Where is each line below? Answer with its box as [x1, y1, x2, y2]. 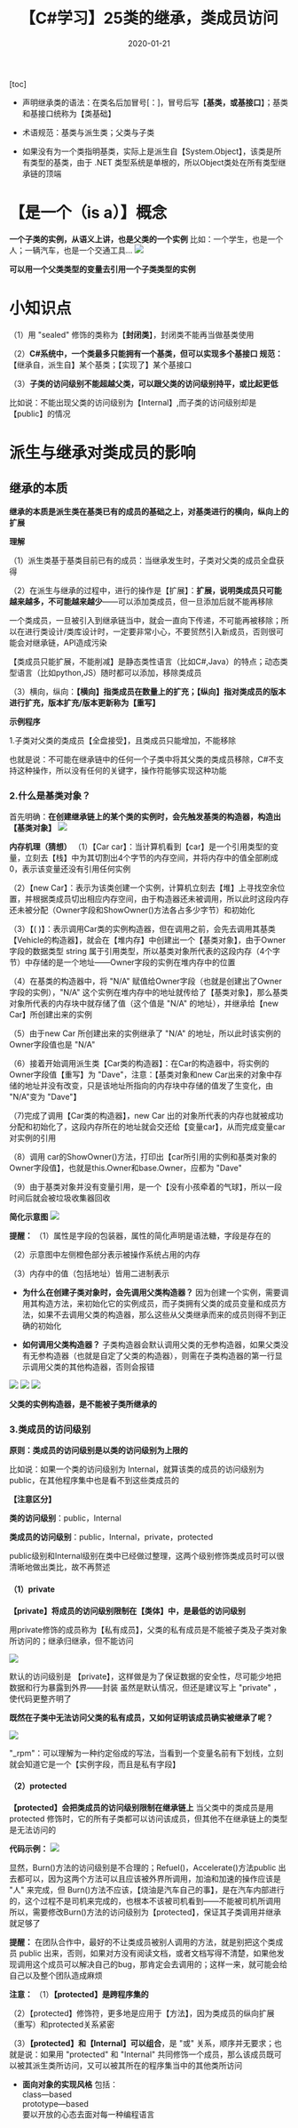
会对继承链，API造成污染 [16, 637, 108, 647]
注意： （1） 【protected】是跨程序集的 [9, 1988, 149, 1999]
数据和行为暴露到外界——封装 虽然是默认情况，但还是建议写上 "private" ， [9, 1682, 282, 1692]
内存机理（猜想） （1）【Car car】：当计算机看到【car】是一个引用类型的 [9, 841, 271, 852]
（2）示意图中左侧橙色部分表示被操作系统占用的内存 [9, 1249, 201, 1260]
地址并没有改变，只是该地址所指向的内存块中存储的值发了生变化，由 [24, 1080, 273, 1091]
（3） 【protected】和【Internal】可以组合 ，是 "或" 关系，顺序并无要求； [9, 2037, 275, 2048]
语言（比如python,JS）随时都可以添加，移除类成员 [16, 667, 202, 678]
